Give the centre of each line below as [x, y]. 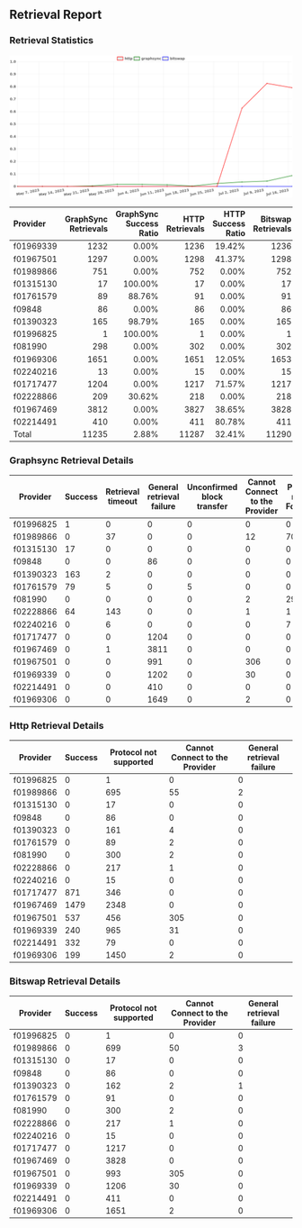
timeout [122, 501]
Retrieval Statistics [52, 41]
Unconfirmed [213, 487]
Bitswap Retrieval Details [65, 981]
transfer [212, 506]
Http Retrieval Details [57, 725]
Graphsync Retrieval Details [71, 460]
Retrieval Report [56, 15]
